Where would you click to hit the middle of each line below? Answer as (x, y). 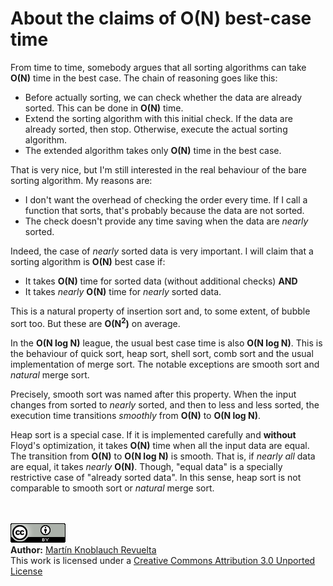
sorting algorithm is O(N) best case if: (88, 261)
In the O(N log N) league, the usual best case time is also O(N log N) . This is (166, 343)
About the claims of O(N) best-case (161, 18)
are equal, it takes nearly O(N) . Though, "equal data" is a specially (146, 466)
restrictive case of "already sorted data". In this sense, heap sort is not (156, 477)
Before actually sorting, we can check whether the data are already (163, 97)
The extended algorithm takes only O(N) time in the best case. (153, 150)
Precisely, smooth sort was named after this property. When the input (153, 394)
